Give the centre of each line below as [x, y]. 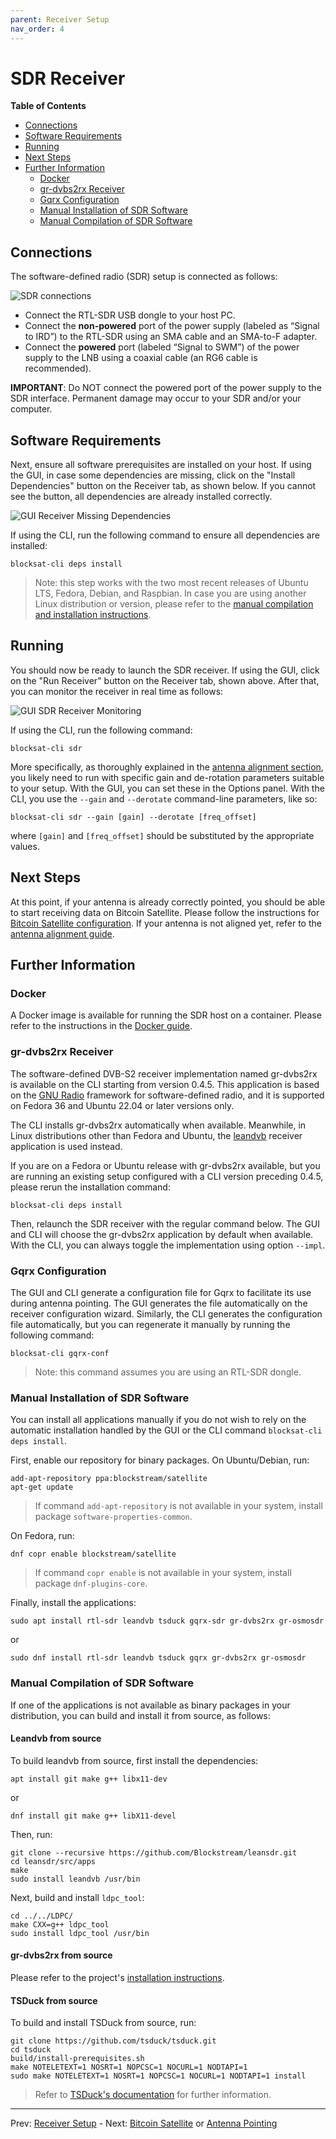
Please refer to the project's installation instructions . [117, 1977]
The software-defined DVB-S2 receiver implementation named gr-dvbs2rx [164, 1073]
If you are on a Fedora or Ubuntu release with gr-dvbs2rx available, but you [165, 1165]
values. [25, 846]
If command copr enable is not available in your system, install [163, 1573]
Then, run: [31, 1834]
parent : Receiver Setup [60, 19]
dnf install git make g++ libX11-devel [93, 1816]
